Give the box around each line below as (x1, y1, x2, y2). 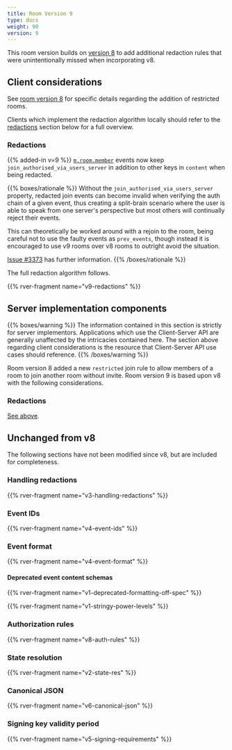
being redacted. (7, 171, 53, 179)
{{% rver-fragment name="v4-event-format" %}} (7, 557, 148, 566)
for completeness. (7, 458, 60, 466)
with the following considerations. (7, 379, 104, 387)
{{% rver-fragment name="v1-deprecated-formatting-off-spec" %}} (7, 589, 202, 597)
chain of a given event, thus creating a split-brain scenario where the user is (7, 199, 226, 207)
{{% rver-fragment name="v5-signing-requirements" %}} (7, 735, 172, 743)
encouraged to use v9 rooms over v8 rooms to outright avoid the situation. (7, 242, 220, 250)
